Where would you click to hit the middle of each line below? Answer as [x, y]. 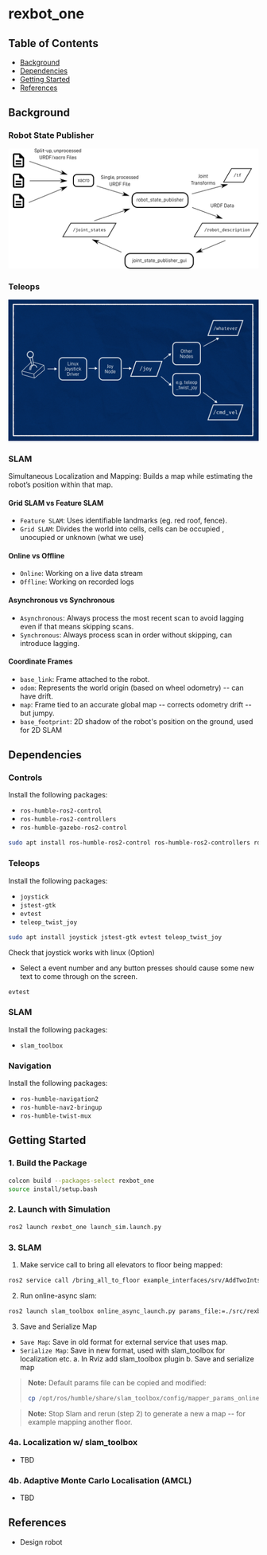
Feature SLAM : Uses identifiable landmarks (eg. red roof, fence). [124, 521]
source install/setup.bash [53, 1189]
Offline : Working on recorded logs [77, 582]
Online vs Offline [37, 555]
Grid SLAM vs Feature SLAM [56, 503]
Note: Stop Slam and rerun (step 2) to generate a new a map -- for [137, 1413]
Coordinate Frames [41, 661]
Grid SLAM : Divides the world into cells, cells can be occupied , [122, 529]
